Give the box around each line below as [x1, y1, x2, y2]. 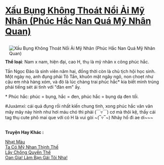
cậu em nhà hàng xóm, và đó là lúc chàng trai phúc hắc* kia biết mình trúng [5, 79, 159, 85]
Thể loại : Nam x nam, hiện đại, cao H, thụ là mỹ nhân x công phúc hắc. [5, 59, 149, 65]
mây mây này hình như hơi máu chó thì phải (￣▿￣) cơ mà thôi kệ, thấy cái [5, 109, 156, 115]
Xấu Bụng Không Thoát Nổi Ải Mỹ [5, 5, 145, 16]
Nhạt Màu [5, 138, 25, 145]
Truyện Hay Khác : [5, 129, 44, 135]
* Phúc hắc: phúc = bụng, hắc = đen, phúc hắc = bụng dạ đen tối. [5, 94, 139, 99]
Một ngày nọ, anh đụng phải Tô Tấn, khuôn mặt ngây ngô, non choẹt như [5, 73, 154, 79]
